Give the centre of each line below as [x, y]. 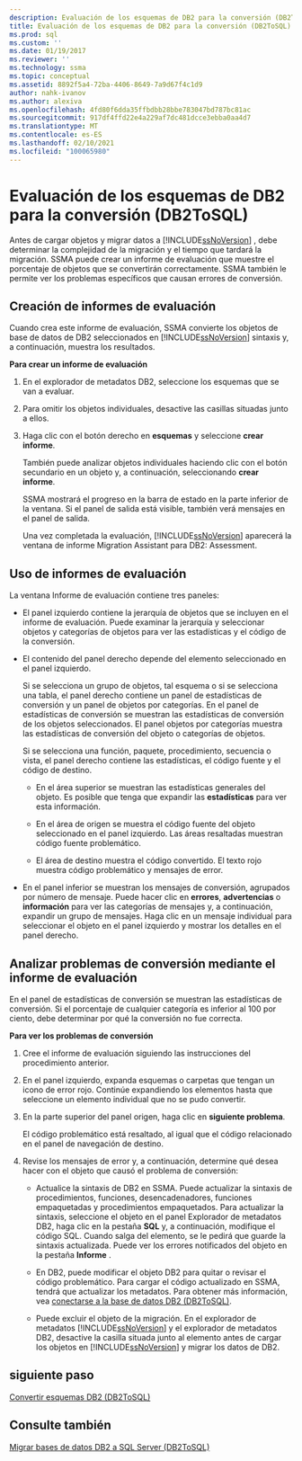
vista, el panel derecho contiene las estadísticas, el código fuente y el [151, 761]
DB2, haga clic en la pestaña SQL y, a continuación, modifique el [155, 1226]
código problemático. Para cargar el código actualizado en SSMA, [158, 1282]
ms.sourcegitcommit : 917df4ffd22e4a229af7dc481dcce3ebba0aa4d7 [130, 118]
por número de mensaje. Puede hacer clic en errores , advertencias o [151, 897]
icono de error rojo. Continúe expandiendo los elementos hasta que [147, 1090]
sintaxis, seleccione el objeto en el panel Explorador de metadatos [158, 1216]
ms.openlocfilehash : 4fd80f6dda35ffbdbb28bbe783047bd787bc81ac [130, 110]
